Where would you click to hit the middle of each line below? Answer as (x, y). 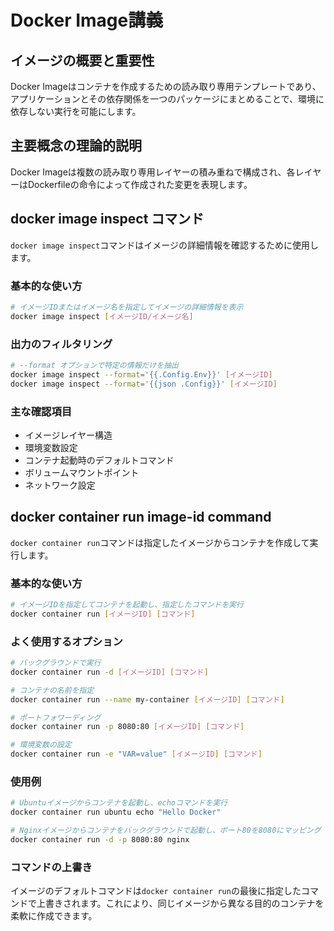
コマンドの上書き (51, 867)
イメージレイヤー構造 (68, 435)
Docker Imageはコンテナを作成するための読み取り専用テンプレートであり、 (166, 86)
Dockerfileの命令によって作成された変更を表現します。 (140, 184)
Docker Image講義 (87, 20)
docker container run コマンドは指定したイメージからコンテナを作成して (160, 542)
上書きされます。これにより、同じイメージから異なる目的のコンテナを (180, 903)
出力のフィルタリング (61, 344)
